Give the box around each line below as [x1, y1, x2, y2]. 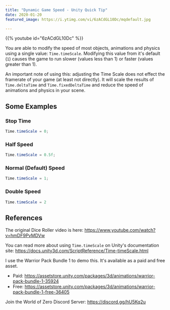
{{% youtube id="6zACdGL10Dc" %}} [5, 35, 84, 41]
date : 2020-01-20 [5, 12, 42, 17]
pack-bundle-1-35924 [12, 278, 59, 285]
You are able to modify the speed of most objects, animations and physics [5, 45, 160, 51]
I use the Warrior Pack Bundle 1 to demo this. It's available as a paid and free [5, 258, 165, 264]
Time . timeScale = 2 [5, 199, 47, 205]
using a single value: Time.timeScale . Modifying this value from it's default [5, 50, 161, 56]
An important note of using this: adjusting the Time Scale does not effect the [5, 71, 165, 77]
